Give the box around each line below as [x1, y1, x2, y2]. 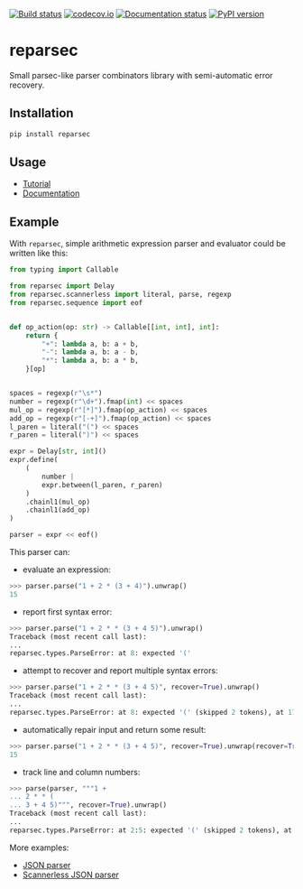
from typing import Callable [9, 265, 119, 274]
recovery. [9, 79, 45, 90]
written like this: [9, 248, 69, 259]
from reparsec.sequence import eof [9, 298, 143, 307]
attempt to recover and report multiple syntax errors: [22, 665, 218, 676]
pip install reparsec [9, 129, 91, 139]
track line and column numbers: [22, 766, 141, 777]
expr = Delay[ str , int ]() [9, 447, 106, 456]
